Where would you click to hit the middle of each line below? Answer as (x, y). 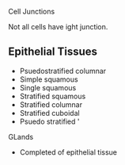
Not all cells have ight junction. (58, 27)
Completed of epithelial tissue (68, 152)
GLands (21, 136)
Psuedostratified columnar (63, 71)
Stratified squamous (53, 96)
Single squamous (48, 87)
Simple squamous (49, 79)
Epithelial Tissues (53, 52)
